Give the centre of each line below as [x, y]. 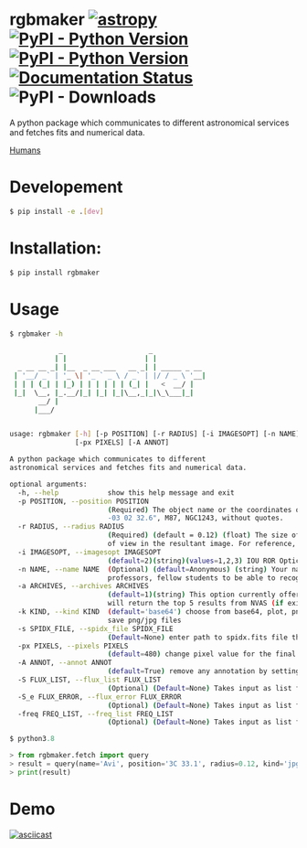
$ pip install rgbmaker [55, 273]
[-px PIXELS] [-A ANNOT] [122, 443]
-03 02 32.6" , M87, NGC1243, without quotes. [196, 518]
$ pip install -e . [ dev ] [57, 211]
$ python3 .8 [32, 739]
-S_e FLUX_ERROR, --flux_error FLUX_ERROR [100, 697]
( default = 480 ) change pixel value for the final [202, 654]
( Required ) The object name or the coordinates [200, 510]
